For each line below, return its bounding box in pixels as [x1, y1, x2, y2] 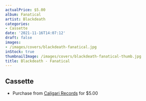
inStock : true [5, 49, 35, 54]
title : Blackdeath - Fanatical [5, 58, 70, 63]
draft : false [5, 35, 32, 40]
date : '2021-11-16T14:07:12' [5, 30, 66, 35]
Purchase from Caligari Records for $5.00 [12, 90, 98, 96]
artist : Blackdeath [5, 16, 46, 21]
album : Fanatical [5, 12, 41, 17]
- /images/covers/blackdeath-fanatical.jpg [5, 44, 97, 49]
